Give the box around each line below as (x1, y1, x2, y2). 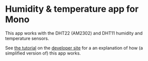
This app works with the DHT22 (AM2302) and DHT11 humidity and (5, 30, 143, 36)
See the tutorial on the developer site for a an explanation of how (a (5, 45, 143, 51)
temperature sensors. (5, 35, 50, 41)
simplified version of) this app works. (5, 50, 81, 56)
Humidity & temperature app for (5, 3, 139, 15)
